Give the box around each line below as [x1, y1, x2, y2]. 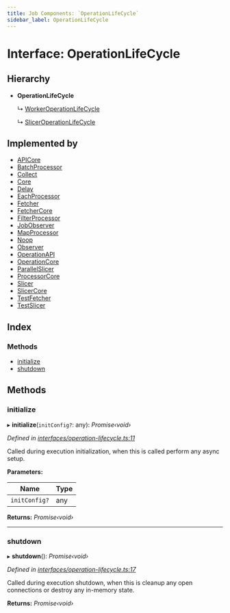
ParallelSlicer [16, 265, 55, 273]
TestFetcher [16, 294, 51, 302]
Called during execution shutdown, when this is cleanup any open [7, 578, 193, 586]
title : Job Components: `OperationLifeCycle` [7, 10, 139, 17]
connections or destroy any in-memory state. [7, 586, 135, 594]
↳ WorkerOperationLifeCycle [16, 104, 101, 113]
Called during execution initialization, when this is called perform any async [7, 447, 220, 455]
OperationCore [16, 258, 60, 266]
